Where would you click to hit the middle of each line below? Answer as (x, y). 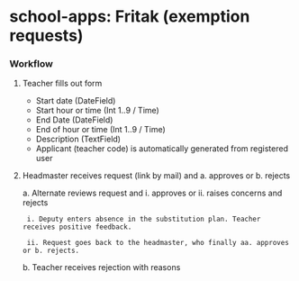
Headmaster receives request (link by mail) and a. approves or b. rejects (156, 176)
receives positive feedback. (77, 227)
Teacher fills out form (62, 84)
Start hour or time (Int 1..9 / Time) (97, 111)
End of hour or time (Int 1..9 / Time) (101, 130)
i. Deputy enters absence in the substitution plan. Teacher (144, 219)
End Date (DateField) (74, 120)
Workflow (32, 64)
